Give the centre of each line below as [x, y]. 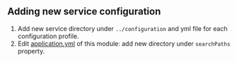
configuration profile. [48, 36]
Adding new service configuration [84, 12]
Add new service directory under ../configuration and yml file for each [122, 28]
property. [31, 51]
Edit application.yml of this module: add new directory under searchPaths [124, 43]
